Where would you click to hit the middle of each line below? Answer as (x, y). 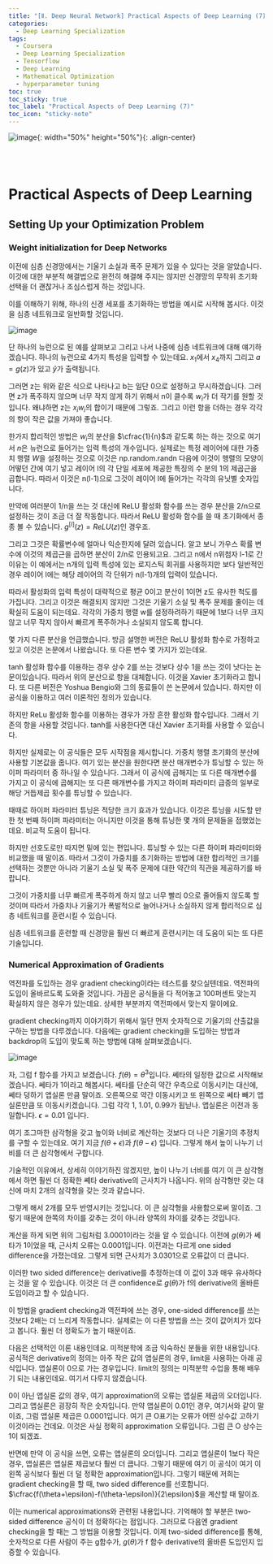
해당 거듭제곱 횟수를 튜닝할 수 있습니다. (70, 792)
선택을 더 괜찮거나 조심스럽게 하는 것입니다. (77, 286)
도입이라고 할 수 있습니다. (49, 1293)
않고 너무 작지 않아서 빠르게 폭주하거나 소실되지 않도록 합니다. (106, 622)
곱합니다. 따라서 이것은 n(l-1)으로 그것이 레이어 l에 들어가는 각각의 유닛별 (123, 479)
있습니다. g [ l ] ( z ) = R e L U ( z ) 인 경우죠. (92, 526)
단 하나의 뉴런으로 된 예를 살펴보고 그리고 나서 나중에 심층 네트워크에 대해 (124, 347)
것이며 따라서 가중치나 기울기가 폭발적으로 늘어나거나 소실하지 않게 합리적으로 (131, 905)
